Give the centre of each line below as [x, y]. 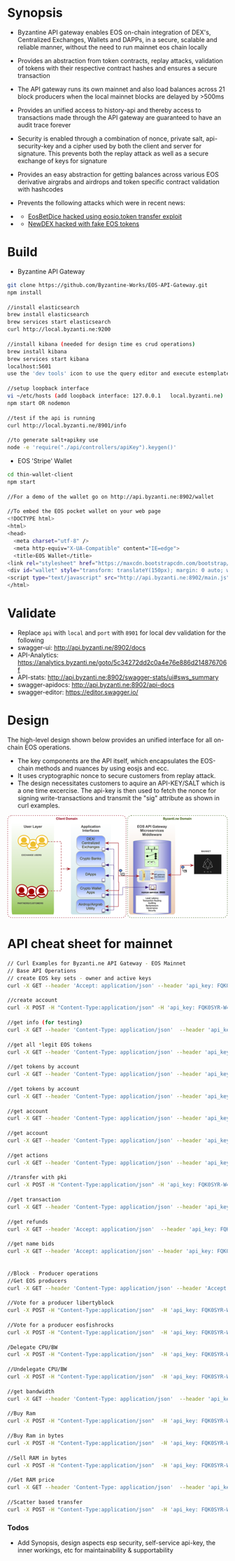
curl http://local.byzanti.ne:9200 [59, 330]
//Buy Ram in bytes [36, 1436]
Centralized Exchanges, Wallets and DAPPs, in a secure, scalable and [117, 39]
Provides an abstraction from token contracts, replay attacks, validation [120, 60]
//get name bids [31, 1244]
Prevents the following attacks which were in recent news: [101, 203]
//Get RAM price [31, 1480]
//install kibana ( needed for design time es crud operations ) [101, 344]
